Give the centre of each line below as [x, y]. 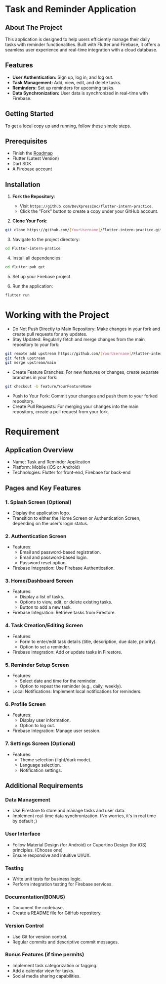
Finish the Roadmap [33, 153]
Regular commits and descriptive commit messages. [66, 942]
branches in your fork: [35, 378]
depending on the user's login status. [50, 523]
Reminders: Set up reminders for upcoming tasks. [63, 88]
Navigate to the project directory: [46, 240]
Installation [23, 184]
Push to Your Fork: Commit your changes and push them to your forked [85, 396]
